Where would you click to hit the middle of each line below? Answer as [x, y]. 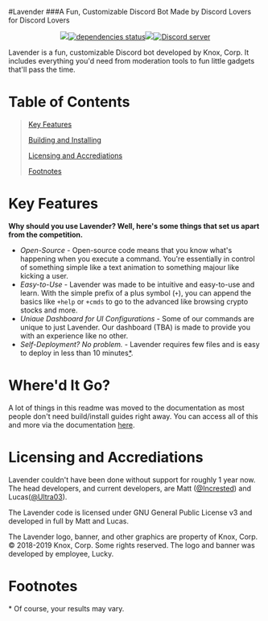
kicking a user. [44, 275]
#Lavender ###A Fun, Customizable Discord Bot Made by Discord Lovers [130, 12]
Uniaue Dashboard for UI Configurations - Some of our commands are [137, 318]
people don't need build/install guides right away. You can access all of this [134, 416]
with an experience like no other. [74, 335]
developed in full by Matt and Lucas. [68, 521]
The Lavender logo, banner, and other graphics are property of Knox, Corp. [133, 536]
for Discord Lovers [39, 20]
